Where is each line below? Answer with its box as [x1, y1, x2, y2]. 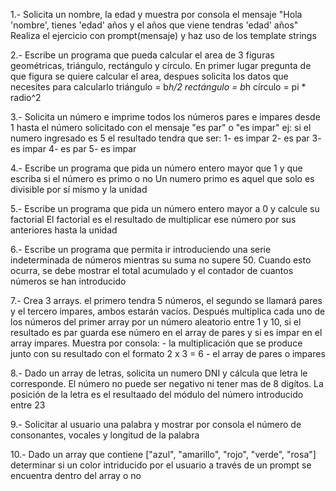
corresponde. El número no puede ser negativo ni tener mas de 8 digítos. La [10, 378, 324, 389]
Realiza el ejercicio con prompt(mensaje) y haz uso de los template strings [10, 30, 317, 41]
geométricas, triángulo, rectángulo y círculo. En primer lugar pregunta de [10, 60, 312, 71]
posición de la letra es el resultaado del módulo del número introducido [10, 389, 304, 400]
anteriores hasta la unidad [10, 224, 118, 236]
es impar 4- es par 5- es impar [10, 143, 137, 154]
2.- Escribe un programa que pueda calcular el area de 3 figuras [10, 49, 275, 61]
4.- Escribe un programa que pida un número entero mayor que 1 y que [10, 162, 303, 174]
